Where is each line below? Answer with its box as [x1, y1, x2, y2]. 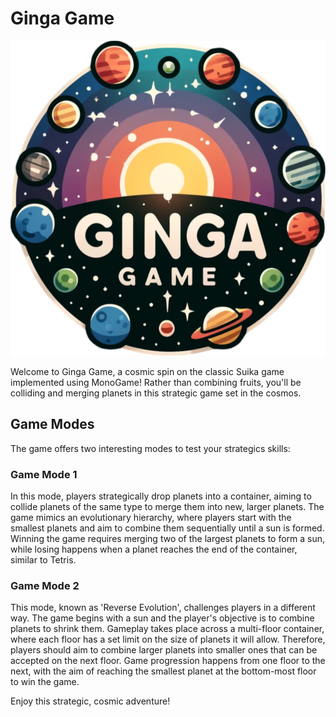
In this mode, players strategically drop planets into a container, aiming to [10, 490, 312, 502]
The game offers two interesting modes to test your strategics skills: [10, 442, 291, 454]
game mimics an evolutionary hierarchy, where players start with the [10, 512, 292, 524]
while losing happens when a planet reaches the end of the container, [10, 543, 298, 556]
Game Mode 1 [10, 467, 78, 481]
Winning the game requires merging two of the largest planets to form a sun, [10, 533, 326, 545]
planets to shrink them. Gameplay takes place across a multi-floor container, [10, 623, 325, 635]
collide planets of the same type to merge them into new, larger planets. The [10, 501, 325, 513]
